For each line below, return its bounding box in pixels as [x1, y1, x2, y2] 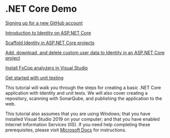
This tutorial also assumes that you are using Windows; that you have [5, 111, 151, 117]
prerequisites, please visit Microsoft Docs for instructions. [5, 127, 127, 133]
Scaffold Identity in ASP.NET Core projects [5, 39, 95, 46]
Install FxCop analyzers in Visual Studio [5, 65, 88, 71]
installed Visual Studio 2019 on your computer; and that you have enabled [5, 116, 160, 122]
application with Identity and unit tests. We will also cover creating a [5, 90, 148, 96]
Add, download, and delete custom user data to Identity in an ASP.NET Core [5, 49, 165, 56]
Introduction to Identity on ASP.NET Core [5, 30, 92, 36]
